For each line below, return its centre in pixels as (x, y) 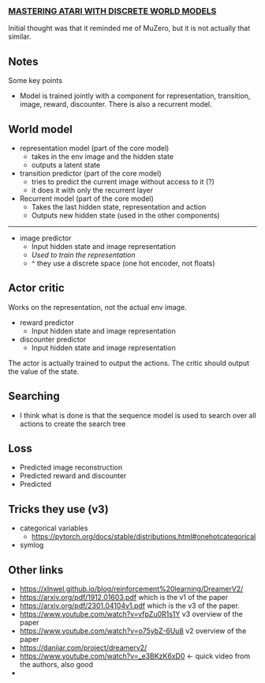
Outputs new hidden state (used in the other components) (125, 215)
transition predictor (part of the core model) (90, 173)
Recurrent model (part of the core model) (86, 198)
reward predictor (47, 323)
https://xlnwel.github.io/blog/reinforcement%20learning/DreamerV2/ (131, 589)
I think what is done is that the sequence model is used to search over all (138, 415)
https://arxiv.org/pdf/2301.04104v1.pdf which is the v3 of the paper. (130, 606)
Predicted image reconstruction (71, 467)
